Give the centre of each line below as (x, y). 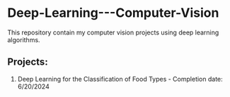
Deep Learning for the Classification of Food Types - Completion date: (120, 79)
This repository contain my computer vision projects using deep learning (113, 32)
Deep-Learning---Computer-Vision (113, 13)
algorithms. (24, 39)
